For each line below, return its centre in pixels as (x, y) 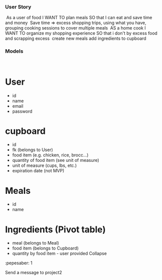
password (22, 111)
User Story (18, 7)
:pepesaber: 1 (19, 263)
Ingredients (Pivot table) (55, 229)
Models (14, 51)
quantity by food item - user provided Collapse (59, 253)
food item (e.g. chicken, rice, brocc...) (50, 155)
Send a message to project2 (34, 273)
